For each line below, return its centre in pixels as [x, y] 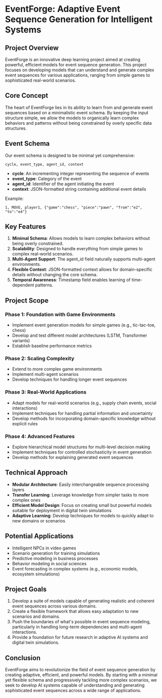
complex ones [26, 500]
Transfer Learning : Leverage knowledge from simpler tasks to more [81, 495]
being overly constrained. [38, 243]
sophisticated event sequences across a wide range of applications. [73, 691]
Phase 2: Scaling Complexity [40, 359]
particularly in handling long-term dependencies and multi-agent [77, 627]
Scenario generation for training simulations [56, 553]
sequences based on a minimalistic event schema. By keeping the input [77, 112]
